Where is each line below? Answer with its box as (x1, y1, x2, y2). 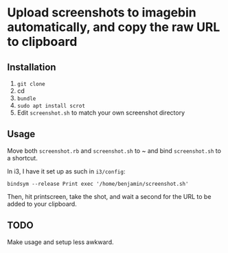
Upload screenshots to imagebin (7, 5, 197, 21)
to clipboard (7, 34, 78, 49)
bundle (16, 95, 36, 102)
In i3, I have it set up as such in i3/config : (7, 167, 126, 176)
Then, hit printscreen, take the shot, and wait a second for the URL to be (7, 192, 212, 200)
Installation (7, 61, 56, 73)
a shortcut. (7, 154, 38, 162)
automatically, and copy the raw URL (7, 19, 220, 35)
